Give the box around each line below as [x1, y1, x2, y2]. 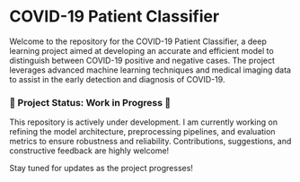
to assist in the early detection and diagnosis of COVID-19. [9, 74, 225, 84]
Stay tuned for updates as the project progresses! [9, 163, 193, 174]
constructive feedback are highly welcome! [9, 145, 170, 156]
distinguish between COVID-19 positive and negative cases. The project [9, 55, 276, 65]
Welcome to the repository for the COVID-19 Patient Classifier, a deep [9, 36, 268, 47]
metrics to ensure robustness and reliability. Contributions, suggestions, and [9, 136, 292, 147]
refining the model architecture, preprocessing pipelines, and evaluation [9, 126, 276, 137]
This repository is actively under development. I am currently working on [9, 117, 278, 127]
